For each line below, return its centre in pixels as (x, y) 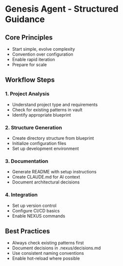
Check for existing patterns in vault (47, 110)
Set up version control (34, 205)
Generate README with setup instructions (54, 172)
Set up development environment (45, 148)
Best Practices (27, 231)
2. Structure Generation (34, 127)
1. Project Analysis (27, 94)
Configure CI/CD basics (36, 210)
